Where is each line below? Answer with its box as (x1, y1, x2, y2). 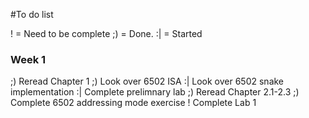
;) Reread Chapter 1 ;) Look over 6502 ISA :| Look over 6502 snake (10, 75, 285, 88)
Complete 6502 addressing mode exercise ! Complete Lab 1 (10, 97, 257, 109)
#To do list (10, 9, 54, 20)
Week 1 (10, 52, 47, 66)
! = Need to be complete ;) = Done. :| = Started (10, 28, 203, 39)
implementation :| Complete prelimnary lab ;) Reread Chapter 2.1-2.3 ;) (10, 86, 300, 98)
